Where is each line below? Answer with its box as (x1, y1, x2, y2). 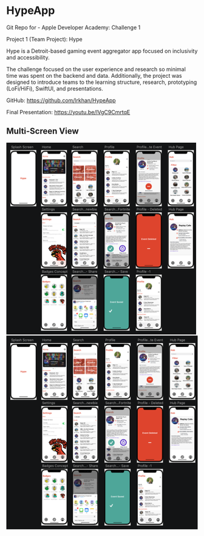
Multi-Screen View (6, 126, 79, 137)
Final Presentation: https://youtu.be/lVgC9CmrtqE (6, 108, 131, 115)
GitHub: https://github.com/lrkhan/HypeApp (6, 97, 117, 104)
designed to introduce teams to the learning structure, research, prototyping (6, 78, 197, 86)
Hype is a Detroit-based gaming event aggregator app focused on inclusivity (6, 47, 198, 55)
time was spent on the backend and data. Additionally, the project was (6, 72, 182, 79)
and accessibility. (6, 53, 50, 61)
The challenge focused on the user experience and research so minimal (6, 65, 186, 73)
